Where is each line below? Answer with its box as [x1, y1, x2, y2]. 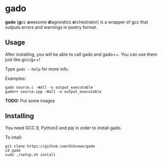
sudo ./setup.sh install [5, 152, 56, 157]
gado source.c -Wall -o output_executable [5, 85, 93, 90]
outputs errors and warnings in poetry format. [5, 24, 97, 30]
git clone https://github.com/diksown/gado [5, 143, 95, 149]
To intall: [5, 134, 23, 140]
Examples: [5, 75, 26, 81]
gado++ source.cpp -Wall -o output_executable [5, 89, 102, 94]
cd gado [5, 148, 21, 153]
